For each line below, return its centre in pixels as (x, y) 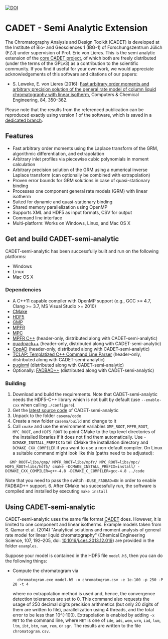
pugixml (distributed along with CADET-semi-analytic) (68, 365)
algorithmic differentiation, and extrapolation (58, 153)
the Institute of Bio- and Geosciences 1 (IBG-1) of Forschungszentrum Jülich (84, 47)
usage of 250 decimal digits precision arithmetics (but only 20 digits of (86, 604)
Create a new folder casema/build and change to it (64, 421)
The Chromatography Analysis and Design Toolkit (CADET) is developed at (82, 42)
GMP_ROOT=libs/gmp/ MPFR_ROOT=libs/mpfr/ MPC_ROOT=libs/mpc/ (75, 462)
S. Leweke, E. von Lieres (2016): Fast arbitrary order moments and (81, 84)
